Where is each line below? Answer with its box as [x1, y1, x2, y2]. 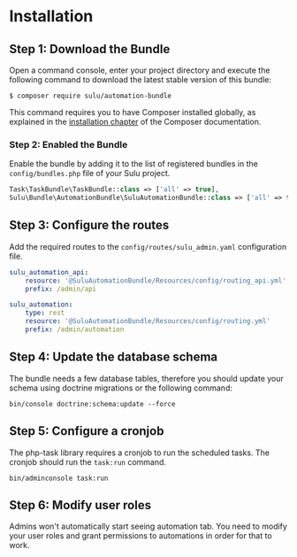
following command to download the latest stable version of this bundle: [9, 74, 272, 85]
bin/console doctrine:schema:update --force [9, 399, 176, 408]
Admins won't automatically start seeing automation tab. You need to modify [9, 521, 287, 532]
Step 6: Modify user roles [9, 498, 152, 513]
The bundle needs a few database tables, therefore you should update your [9, 373, 285, 383]
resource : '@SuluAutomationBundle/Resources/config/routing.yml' [25, 317, 271, 326]
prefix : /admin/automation [25, 325, 125, 334]
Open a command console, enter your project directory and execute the [9, 65, 270, 75]
